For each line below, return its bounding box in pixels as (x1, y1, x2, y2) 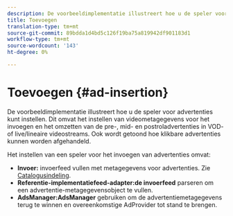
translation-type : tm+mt (7, 23, 79, 30)
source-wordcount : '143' (7, 42, 79, 49)
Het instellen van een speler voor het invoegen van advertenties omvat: (7, 150, 211, 159)
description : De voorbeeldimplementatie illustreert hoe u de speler (7, 10, 213, 17)
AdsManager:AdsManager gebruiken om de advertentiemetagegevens (17, 193, 223, 201)
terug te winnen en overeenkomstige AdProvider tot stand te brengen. (17, 200, 217, 208)
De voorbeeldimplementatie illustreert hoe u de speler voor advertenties (7, 107, 214, 116)
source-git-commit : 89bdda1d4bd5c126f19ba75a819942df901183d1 (7, 29, 191, 37)
